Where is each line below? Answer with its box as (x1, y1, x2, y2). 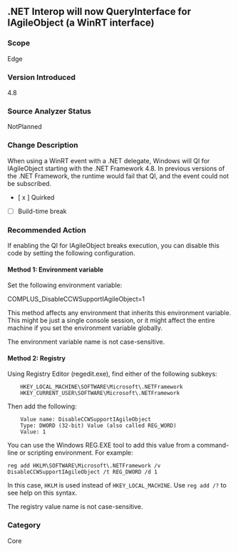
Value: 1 (20, 428, 46, 436)
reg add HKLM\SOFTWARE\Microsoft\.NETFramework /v (7, 463, 161, 470)
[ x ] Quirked (17, 192, 55, 202)
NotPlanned (7, 123, 42, 131)
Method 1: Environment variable (7, 265, 104, 274)
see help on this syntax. (7, 488, 77, 498)
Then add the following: (7, 402, 77, 411)
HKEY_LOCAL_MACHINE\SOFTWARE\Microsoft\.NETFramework (20, 383, 183, 391)
